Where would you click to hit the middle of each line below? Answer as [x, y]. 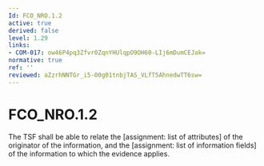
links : [19, 45]
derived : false [34, 30]
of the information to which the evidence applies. [89, 153]
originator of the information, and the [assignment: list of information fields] [133, 145]
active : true [30, 23]
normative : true [35, 61]
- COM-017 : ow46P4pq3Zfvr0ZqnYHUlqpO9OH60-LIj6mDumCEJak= [107, 53]
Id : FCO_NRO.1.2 [35, 16]
